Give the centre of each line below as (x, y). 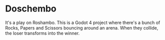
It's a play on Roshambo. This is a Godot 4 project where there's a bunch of (83, 22)
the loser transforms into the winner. (42, 33)
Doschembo (31, 9)
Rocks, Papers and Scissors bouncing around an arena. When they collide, (82, 27)
